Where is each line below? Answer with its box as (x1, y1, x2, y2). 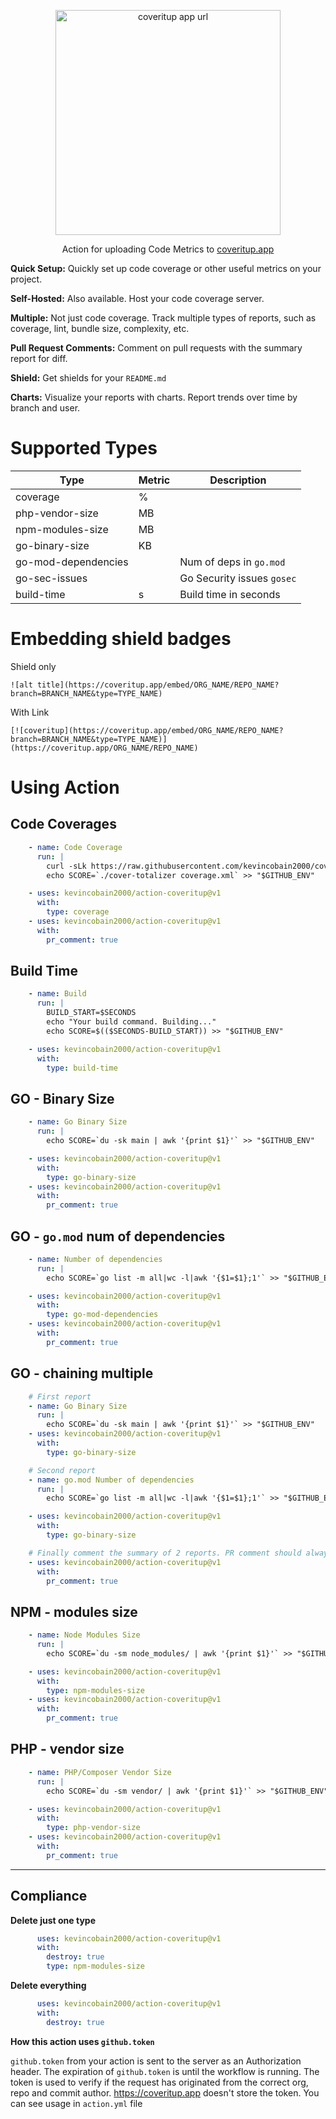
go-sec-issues (15, 571, 88, 585)
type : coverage (46, 907, 110, 917)
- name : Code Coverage (28, 842, 123, 852)
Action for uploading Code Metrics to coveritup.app (61, 243, 275, 255)
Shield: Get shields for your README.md (10, 372, 167, 384)
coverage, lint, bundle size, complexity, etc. (10, 323, 190, 334)
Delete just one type (10, 1914, 97, 1926)
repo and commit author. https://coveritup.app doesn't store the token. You (10, 2086, 320, 2099)
